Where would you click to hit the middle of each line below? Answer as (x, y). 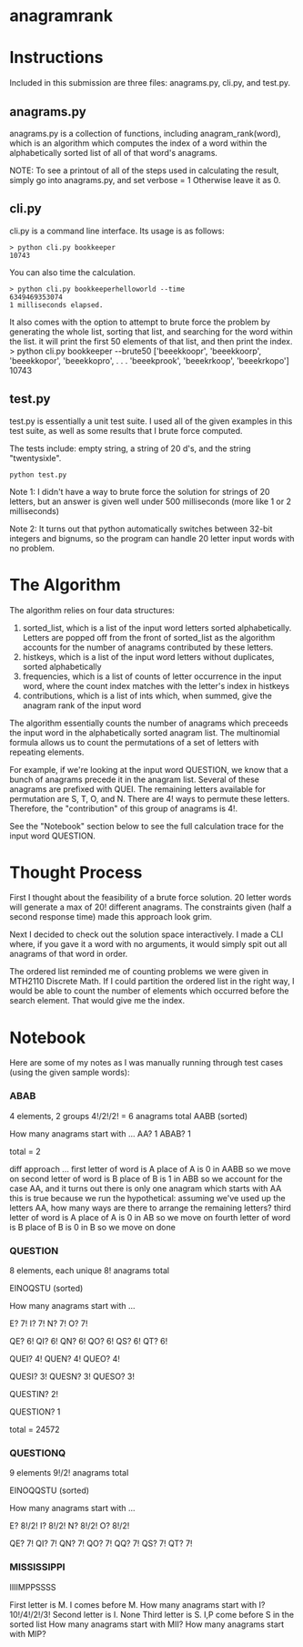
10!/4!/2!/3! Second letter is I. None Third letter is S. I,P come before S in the (151, 1614)
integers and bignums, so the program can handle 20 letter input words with (152, 538)
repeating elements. (47, 752)
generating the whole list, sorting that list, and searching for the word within (151, 331)
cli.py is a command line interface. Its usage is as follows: (117, 231)
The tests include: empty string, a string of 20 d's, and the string (131, 448)
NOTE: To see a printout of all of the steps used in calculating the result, (144, 170)
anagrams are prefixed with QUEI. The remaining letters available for (137, 788)
